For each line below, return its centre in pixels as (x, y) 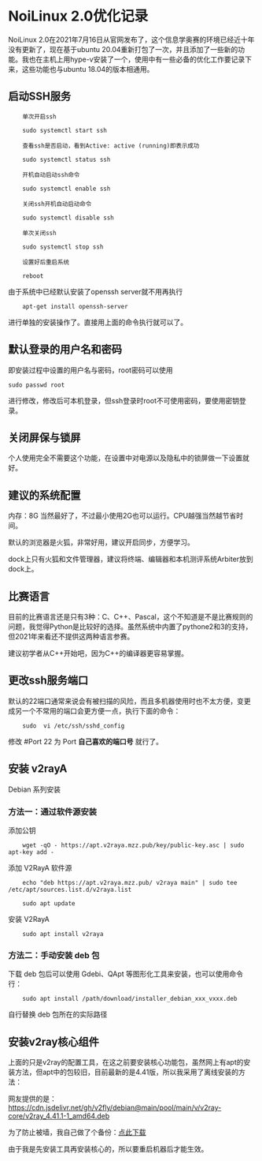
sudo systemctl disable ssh (68, 218)
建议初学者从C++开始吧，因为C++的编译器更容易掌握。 (98, 653)
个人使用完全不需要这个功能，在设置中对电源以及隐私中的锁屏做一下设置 (125, 458)
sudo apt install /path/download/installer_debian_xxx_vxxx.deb (130, 999)
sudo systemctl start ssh (65, 130)
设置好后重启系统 (46, 262)
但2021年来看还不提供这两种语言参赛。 (71, 637)
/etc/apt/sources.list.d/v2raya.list (70, 889)
